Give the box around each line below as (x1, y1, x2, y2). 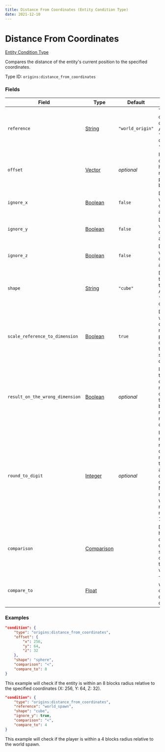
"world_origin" (118, 125, 154, 131)
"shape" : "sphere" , (14, 657, 54, 663)
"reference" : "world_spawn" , (14, 704, 74, 709)
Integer (85, 472, 102, 479)
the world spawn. (5, 741, 40, 747)
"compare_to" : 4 (14, 722, 48, 727)
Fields (5, 86, 20, 93)
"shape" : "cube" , (14, 709, 50, 714)
